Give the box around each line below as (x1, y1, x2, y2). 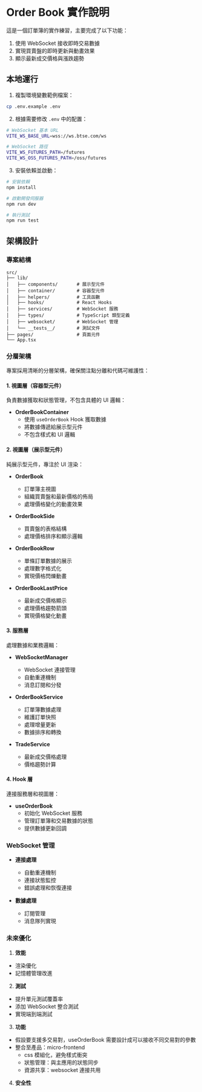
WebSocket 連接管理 (24, 666, 76, 673)
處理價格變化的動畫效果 (24, 500, 83, 507)
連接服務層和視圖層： (6, 791, 59, 798)
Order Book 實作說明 (6, 5, 110, 19)
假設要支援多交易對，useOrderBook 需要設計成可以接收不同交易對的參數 (15, 1036, 197, 1043)
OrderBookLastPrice (15, 584, 68, 591)
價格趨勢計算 (24, 760, 56, 768)
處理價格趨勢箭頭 (24, 604, 67, 611)
